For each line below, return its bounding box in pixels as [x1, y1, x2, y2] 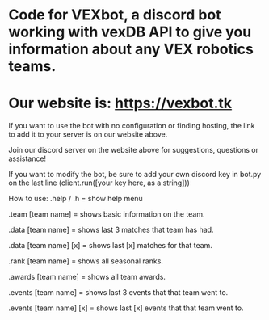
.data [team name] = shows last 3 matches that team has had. [8, 225, 214, 235]
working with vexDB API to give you [8, 23, 252, 41]
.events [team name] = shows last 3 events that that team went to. [8, 288, 229, 297]
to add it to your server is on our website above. [8, 129, 168, 139]
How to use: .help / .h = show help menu [8, 194, 143, 204]
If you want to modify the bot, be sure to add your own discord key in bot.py [8, 170, 262, 179]
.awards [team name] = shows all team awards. [8, 272, 166, 282]
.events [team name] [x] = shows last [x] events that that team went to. [8, 303, 244, 313]
